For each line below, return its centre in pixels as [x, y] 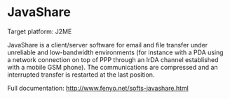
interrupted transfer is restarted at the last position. [81, 75]
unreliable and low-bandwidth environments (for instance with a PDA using [115, 52]
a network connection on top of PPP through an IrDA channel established [113, 59]
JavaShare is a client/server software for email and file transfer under [108, 45]
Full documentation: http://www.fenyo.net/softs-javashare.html [98, 88]
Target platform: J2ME [40, 31]
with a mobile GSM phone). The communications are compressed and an [113, 67]
